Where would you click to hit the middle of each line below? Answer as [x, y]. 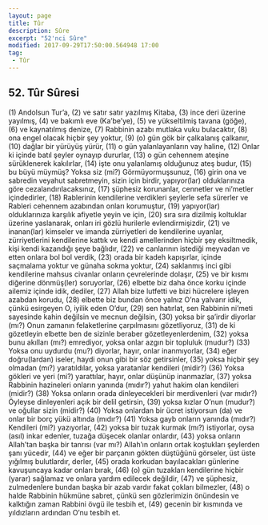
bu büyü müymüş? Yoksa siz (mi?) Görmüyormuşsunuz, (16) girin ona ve [128, 172]
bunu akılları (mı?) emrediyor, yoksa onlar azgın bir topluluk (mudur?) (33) [129, 342]
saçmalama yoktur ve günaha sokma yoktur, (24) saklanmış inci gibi [120, 265]
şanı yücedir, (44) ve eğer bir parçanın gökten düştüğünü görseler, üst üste [132, 453]
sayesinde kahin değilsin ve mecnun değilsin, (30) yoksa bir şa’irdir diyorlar [132, 317]
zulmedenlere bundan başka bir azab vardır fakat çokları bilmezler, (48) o [129, 487]
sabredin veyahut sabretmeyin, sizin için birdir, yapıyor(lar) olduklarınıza [127, 180]
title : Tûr [26, 23]
